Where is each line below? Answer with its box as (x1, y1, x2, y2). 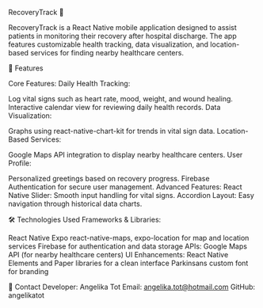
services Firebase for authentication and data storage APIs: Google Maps (8, 241, 248, 251)
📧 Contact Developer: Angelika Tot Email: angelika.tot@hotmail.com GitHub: (8, 282, 256, 291)
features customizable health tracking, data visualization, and (8, 40, 208, 49)
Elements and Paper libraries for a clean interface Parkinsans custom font (8, 258, 249, 268)
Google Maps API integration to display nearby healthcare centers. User (8, 150, 243, 159)
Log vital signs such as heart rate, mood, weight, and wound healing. (8, 94, 234, 103)
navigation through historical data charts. (8, 199, 143, 208)
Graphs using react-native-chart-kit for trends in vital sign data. (8, 127, 215, 135)
